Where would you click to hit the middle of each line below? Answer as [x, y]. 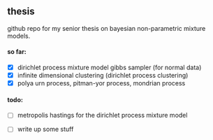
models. [19, 36]
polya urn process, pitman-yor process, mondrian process [101, 83]
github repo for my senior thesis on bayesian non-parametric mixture [106, 28]
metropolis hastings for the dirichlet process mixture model [102, 115]
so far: [17, 52]
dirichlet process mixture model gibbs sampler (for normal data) [109, 68]
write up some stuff [45, 129]
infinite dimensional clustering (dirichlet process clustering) [103, 76]
